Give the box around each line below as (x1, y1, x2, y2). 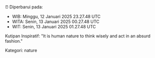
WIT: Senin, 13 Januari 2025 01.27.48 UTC (12, 24, 96, 29)
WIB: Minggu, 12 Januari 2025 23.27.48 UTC (12, 14, 101, 19)
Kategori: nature (5, 47, 37, 53)
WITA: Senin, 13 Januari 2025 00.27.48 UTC (12, 19, 100, 24)
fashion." (5, 38, 23, 44)
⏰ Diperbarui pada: (5, 4, 43, 10)
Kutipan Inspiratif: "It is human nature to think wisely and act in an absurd (5, 33, 151, 39)
